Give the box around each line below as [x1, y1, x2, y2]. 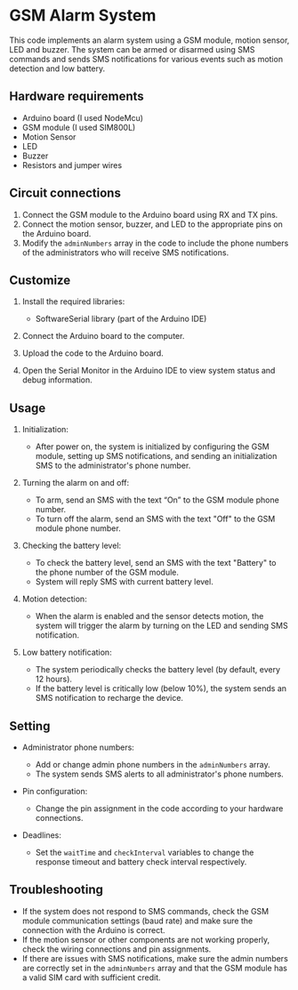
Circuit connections [9, 186, 122, 201]
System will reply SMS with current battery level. [35, 576, 213, 587]
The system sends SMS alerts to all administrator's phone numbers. [35, 769, 285, 779]
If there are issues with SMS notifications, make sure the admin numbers [21, 953, 289, 963]
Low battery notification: [21, 647, 113, 658]
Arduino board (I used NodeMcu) [21, 112, 144, 123]
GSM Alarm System [9, 5, 157, 26]
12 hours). [35, 673, 73, 685]
